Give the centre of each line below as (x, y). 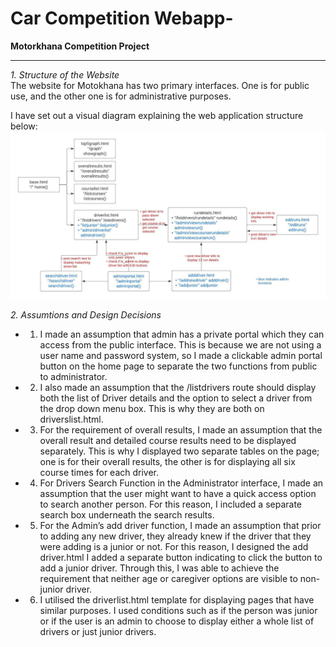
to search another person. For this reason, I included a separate (171, 504)
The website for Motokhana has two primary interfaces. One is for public (160, 85)
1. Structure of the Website (65, 74)
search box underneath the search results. (127, 514)
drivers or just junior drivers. (98, 631)
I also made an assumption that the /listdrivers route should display (178, 387)
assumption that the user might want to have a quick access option (178, 493)
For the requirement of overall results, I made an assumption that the (181, 429)
